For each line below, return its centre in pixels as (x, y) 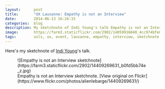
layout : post (24, 10)
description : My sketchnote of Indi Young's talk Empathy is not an (77, 28)
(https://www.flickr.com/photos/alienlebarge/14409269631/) (78, 81)
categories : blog (24, 23)
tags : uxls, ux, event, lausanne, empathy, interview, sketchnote (82, 37)
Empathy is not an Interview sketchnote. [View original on (76, 76)
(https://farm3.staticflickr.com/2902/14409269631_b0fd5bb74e (82, 65)
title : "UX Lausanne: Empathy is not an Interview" (66, 14)
